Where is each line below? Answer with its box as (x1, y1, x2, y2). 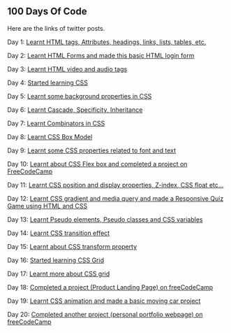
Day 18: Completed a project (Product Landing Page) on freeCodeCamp (7, 283, 214, 291)
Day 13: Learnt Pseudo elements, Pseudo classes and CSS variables (7, 215, 203, 223)
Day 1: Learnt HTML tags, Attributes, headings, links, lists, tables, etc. (7, 38, 207, 46)
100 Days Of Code (7, 6, 87, 17)
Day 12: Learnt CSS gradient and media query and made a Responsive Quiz (7, 194, 224, 202)
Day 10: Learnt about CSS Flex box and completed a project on (7, 160, 188, 168)
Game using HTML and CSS (7, 201, 88, 210)
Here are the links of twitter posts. (7, 24, 105, 32)
